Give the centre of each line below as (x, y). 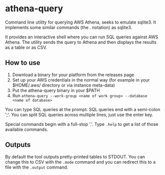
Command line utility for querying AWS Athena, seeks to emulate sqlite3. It (81, 22)
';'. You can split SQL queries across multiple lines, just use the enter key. (79, 115)
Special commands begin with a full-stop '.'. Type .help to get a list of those (82, 124)
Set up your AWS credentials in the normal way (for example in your (81, 80)
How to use (23, 63)
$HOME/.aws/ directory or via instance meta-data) (64, 85)
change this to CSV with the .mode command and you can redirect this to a (81, 162)
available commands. (27, 129)
